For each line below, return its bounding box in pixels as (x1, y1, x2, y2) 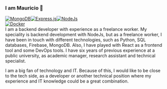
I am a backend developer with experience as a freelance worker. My (5, 26, 147, 32)
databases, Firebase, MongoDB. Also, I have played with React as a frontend (5, 42, 163, 48)
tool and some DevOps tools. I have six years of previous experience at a (5, 47, 155, 54)
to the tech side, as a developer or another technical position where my (5, 73, 152, 79)
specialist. (5, 58, 26, 64)
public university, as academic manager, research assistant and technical (5, 53, 156, 59)
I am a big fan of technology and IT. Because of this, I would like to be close (5, 68, 161, 74)
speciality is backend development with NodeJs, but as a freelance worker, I (5, 32, 162, 38)
